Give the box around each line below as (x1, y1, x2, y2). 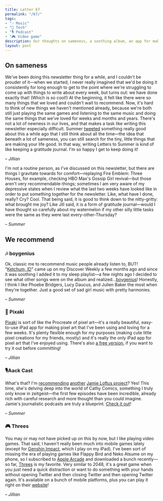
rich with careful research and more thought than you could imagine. (5, 395, 142, 401)
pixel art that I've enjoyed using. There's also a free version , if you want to (5, 340, 153, 346)
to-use (5, 324, 18, 331)
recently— (137, 456, 158, 462)
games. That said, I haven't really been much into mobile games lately (5, 441, 145, 447)
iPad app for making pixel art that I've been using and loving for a (19, 324, 149, 331)
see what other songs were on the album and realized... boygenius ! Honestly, (5, 277, 159, 283)
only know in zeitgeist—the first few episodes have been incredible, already (5, 390, 157, 396)
